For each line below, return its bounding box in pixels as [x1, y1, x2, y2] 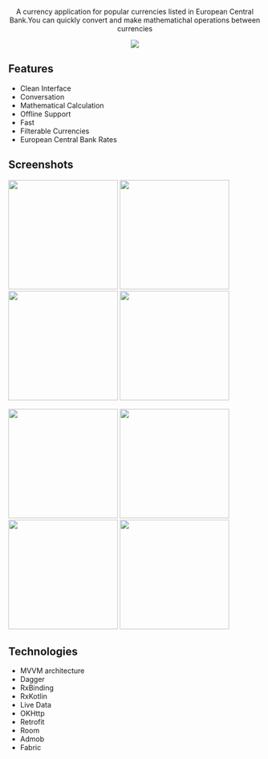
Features [8, 62, 54, 75]
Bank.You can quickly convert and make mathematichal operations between [9, 15, 261, 25]
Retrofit [19, 717, 45, 727]
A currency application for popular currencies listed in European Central [15, 7, 254, 16]
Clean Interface [19, 84, 71, 93]
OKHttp [19, 708, 46, 718]
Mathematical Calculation [19, 100, 104, 110]
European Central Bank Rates [19, 134, 118, 144]
